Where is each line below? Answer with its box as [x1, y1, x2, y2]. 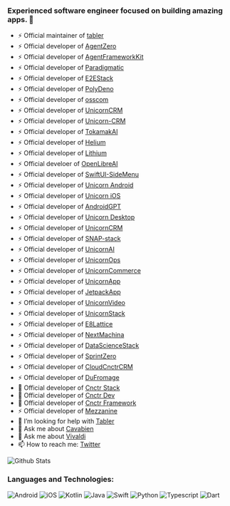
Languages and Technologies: [7, 475, 114, 485]
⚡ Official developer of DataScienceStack [17, 341, 140, 350]
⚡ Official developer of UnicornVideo [17, 299, 126, 307]
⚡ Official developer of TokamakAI [17, 128, 118, 136]
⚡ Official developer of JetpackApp [17, 288, 121, 296]
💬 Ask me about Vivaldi [17, 432, 86, 440]
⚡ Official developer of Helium [17, 138, 106, 147]
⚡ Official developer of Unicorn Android [17, 181, 134, 190]
